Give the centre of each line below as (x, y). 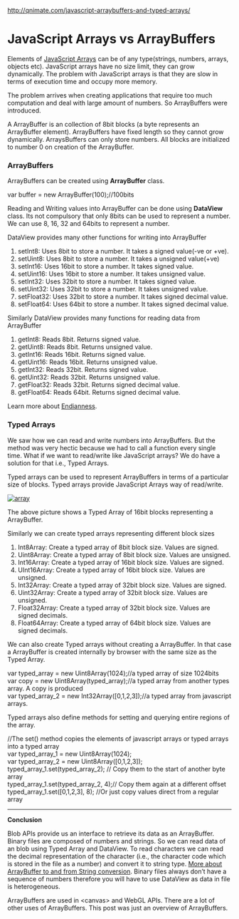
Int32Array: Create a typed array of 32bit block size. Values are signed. (122, 585)
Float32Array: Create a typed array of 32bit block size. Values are (114, 608)
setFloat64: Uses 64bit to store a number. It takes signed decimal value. (123, 304)
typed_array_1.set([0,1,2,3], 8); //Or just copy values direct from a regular (113, 791)
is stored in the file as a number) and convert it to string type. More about (115, 863)
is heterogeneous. (34, 886)
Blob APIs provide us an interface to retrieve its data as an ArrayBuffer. (111, 834)
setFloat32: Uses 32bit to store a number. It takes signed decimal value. (123, 297)
